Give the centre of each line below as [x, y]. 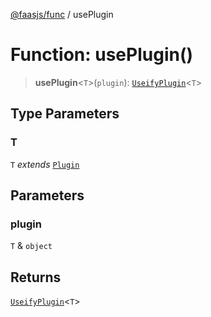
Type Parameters [65, 114]
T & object [31, 246]
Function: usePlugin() [102, 55]
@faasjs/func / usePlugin [62, 14]
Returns [36, 277]
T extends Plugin [45, 164]
